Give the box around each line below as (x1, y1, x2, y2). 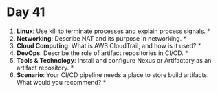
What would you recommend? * (16, 78, 107, 86)
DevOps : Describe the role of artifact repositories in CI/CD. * (16, 49, 188, 57)
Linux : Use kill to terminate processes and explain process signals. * (16, 27, 211, 35)
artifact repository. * (16, 63, 74, 72)
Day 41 (6, 4, 45, 20)
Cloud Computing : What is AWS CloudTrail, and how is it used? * (16, 41, 201, 50)
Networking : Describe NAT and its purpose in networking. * (16, 34, 187, 42)
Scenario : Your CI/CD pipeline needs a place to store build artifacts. (16, 70, 209, 79)
